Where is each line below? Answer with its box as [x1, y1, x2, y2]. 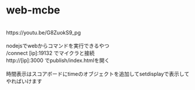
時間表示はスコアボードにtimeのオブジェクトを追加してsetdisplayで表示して [6, 70, 190, 77]
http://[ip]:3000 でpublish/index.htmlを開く [6, 57, 110, 64]
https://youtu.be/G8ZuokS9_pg [6, 29, 81, 36]
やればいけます [6, 77, 42, 85]
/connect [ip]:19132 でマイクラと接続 [6, 49, 95, 56]
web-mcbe [6, 4, 60, 17]
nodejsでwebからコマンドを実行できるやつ [6, 42, 110, 49]
